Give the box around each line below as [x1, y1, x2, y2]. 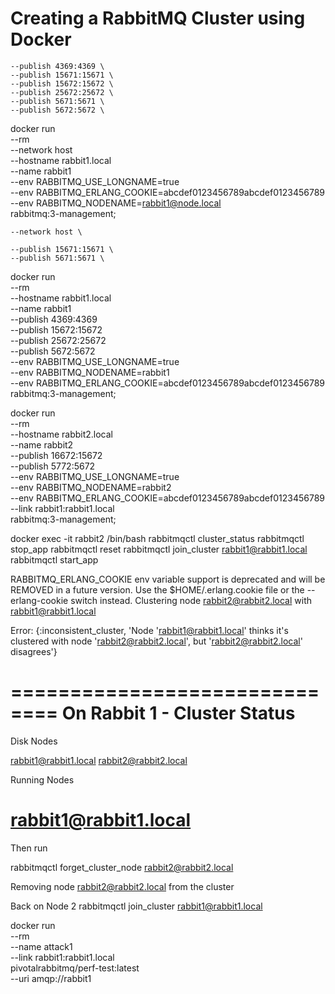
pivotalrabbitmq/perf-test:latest [10, 962, 140, 974]
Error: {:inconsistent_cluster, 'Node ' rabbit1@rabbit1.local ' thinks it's [10, 624, 289, 636]
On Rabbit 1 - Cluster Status [61, 702, 296, 725]
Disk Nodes [10, 735, 58, 747]
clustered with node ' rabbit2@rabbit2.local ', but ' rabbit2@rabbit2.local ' [10, 635, 303, 647]
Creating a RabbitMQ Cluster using [10, 7, 306, 30]
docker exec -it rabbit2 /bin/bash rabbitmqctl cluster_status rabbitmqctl [10, 532, 305, 544]
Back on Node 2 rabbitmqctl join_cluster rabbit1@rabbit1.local [10, 900, 263, 912]
